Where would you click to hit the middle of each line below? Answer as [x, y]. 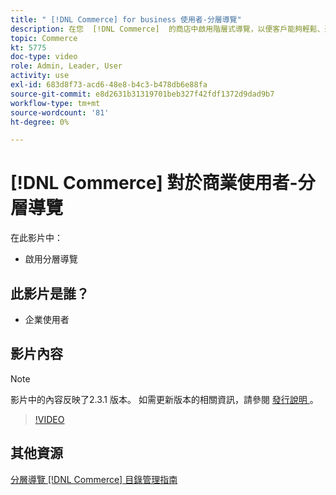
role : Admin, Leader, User [66, 66]
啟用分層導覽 [51, 259]
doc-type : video [44, 57]
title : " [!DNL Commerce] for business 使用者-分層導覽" [126, 19]
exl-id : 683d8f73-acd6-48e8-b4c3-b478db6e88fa [109, 85]
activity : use [40, 76]
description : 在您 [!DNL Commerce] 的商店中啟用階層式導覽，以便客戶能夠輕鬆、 [167, 29]
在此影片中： [36, 238]
